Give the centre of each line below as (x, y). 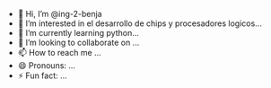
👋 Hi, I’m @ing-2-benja (60, 14)
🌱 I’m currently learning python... (78, 33)
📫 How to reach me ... (59, 53)
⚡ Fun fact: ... (42, 75)
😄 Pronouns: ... (47, 66)
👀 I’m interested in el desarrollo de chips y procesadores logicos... (140, 23)
